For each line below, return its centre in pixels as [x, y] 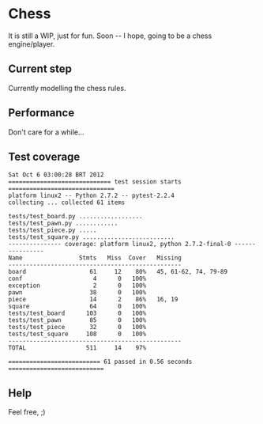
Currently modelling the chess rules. [67, 88]
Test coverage [44, 156]
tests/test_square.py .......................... [92, 237]
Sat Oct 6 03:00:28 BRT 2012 [56, 175]
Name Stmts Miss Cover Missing [95, 258]
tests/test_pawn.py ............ [63, 223]
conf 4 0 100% [77, 279]
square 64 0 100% [77, 307]
